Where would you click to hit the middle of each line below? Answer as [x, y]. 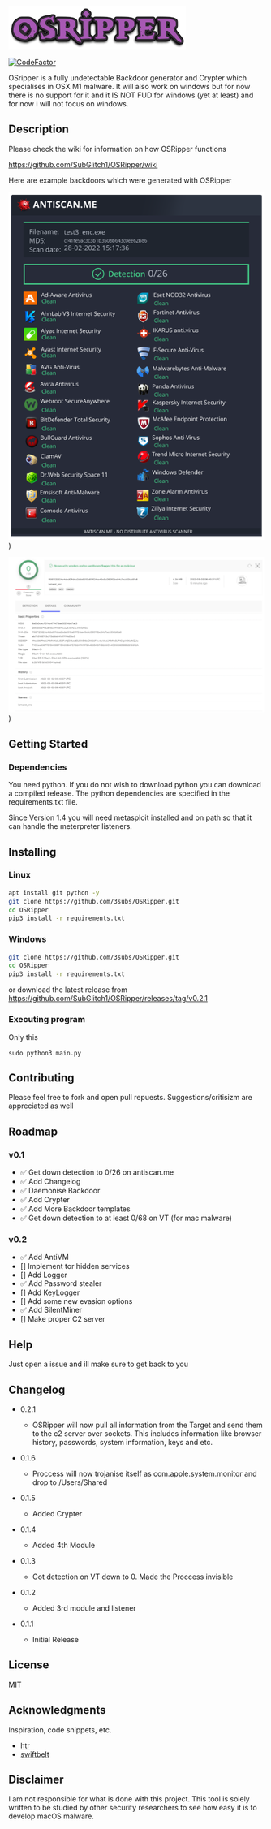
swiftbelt [35, 1754]
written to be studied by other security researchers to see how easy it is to [133, 1808]
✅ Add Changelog [50, 1182]
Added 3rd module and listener [84, 1608]
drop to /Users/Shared [70, 1482]
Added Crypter [57, 1513]
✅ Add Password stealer [61, 1283]
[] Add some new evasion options [76, 1301]
